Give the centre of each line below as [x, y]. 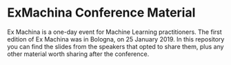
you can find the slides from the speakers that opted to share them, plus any [115, 46]
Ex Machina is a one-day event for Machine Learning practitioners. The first [114, 32]
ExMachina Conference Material [101, 13]
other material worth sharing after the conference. [78, 54]
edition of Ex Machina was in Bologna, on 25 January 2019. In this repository [116, 39]
